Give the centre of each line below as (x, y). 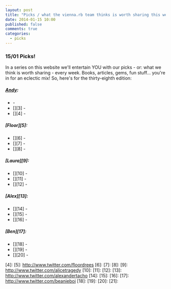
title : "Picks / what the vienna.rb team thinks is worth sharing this (83, 15)
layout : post (19, 10)
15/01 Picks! (20, 56)
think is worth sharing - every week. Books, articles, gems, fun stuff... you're (85, 73)
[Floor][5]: (17, 125)
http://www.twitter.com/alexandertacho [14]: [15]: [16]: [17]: (67, 276)
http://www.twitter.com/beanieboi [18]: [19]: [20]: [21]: (62, 281)
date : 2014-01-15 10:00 (31, 19)
